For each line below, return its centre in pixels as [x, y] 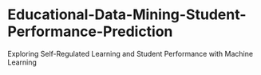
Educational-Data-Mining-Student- [127, 15]
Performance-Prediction [90, 32]
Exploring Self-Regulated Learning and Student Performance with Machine [130, 53]
